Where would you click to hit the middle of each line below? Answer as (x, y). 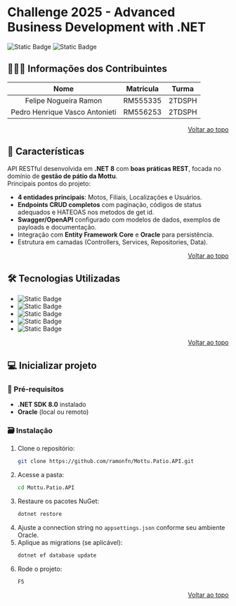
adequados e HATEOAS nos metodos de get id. (86, 212)
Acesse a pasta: (41, 475)
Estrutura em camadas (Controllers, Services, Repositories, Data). (113, 242)
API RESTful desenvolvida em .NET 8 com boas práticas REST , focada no (114, 168)
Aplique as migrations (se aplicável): (70, 542)
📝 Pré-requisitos (36, 389)
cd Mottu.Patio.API (46, 488)
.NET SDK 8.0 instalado (52, 405)
